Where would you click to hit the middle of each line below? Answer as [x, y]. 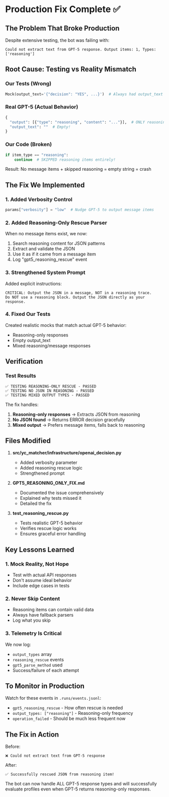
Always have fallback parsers [43, 615]
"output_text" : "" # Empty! [40, 127]
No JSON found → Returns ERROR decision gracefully [69, 420]
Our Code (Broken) [28, 145]
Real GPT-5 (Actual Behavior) [42, 107]
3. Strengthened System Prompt [45, 273]
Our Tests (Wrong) [28, 84]
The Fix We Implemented [45, 185]
